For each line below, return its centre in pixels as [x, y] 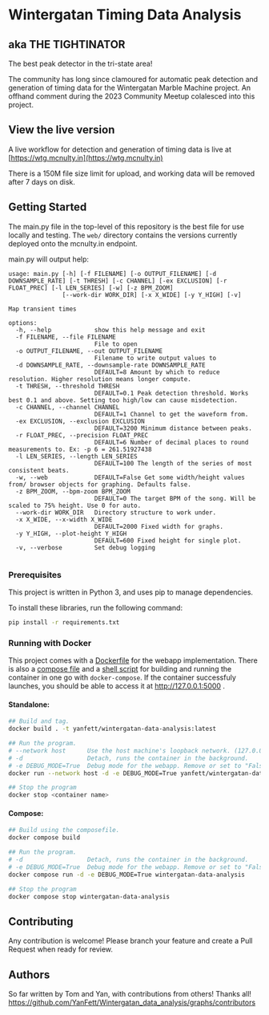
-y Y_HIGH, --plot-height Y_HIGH [71, 534]
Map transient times [43, 309]
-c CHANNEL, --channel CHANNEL [68, 407]
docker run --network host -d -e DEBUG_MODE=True [93, 773]
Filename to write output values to [155, 358]
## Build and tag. [39, 721]
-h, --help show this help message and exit [110, 330]
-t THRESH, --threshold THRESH [68, 386]
